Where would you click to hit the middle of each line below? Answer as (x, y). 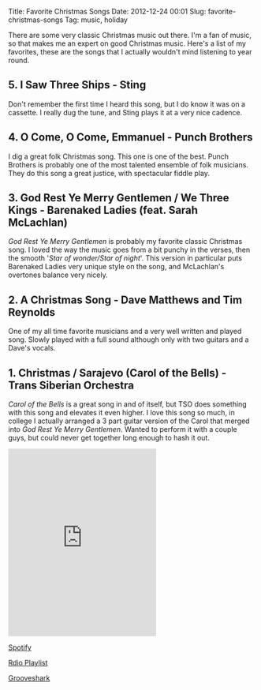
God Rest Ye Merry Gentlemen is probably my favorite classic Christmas (125, 242)
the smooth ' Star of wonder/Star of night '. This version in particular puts (125, 258)
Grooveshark (29, 678)
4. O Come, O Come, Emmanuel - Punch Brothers (131, 137)
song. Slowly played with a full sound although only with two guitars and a (129, 339)
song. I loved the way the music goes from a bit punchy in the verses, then (129, 250)
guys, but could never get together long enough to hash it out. (109, 438)
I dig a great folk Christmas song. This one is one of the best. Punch (118, 156)
